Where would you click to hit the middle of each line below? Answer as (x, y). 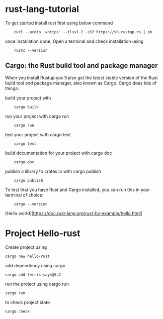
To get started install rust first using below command (59, 23)
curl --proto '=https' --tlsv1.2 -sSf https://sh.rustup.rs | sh (83, 32)
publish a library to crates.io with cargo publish (53, 171)
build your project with (28, 98)
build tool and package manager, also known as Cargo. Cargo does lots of (81, 83)
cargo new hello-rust (28, 256)
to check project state (28, 302)
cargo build (26, 107)
